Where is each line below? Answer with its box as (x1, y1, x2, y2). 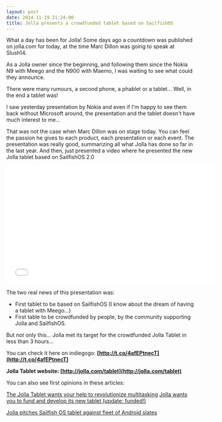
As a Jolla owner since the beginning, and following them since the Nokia (6, 61, 188, 68)
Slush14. (6, 49, 27, 57)
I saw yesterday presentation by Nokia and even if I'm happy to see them (6, 104, 187, 111)
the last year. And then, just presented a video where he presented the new (6, 147, 193, 154)
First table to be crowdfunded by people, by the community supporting (14, 314, 191, 321)
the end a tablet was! (6, 92, 58, 99)
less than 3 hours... (6, 338, 54, 345)
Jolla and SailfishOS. (14, 320, 66, 327)
